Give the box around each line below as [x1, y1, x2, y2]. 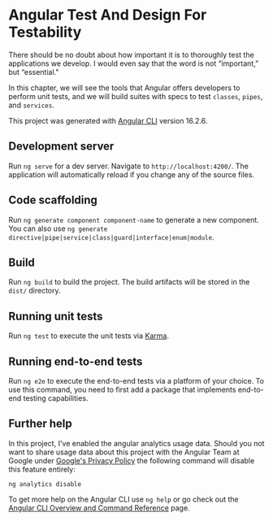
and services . [8, 100, 54, 110]
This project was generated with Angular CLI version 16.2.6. [8, 115, 208, 125]
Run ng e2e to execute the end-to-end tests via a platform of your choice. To [8, 376, 265, 385]
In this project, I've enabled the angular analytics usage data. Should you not [8, 438, 265, 448]
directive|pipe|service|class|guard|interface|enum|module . [8, 232, 214, 241]
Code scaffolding [8, 193, 97, 207]
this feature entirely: [8, 464, 76, 474]
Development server [8, 140, 115, 154]
